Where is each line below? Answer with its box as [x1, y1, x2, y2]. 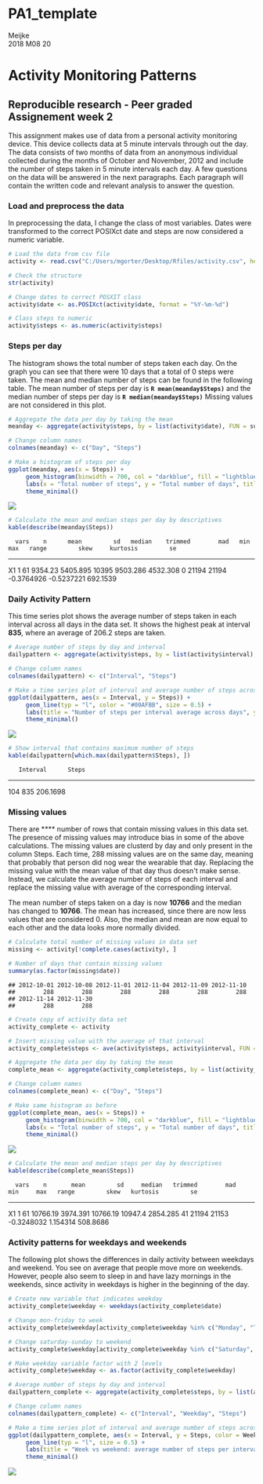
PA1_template [8, 5, 98, 23]
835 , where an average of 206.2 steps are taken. [8, 628, 167, 638]
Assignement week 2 [8, 110, 113, 123]
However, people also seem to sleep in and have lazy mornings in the [8, 1271, 232, 1281]
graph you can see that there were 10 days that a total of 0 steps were [8, 367, 234, 376]
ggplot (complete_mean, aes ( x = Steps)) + [8, 1109, 146, 1117]
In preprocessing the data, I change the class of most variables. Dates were [8, 218, 252, 228]
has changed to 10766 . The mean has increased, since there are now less [8, 906, 247, 916]
